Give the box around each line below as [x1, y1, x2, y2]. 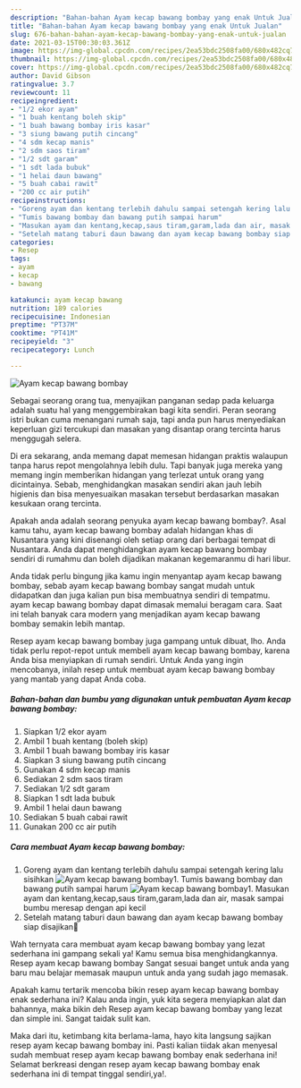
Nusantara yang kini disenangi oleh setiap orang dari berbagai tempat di [10, 534, 276, 545]
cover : [10, 64, 35, 72]
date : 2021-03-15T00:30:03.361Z [10, 38, 130, 47]
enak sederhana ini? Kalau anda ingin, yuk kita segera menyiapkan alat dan [10, 994, 287, 1005]
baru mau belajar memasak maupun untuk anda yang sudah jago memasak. [10, 967, 288, 978]
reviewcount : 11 [10, 88, 71, 97]
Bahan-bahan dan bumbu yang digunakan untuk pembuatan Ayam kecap [10, 694, 291, 705]
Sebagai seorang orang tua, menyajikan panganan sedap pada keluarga [10, 395, 275, 405]
